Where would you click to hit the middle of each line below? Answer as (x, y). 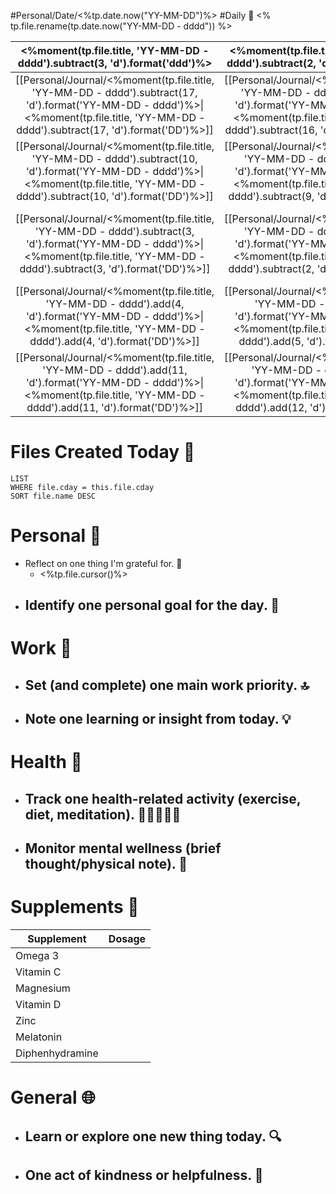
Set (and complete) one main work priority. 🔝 (167, 685)
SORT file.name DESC (53, 496)
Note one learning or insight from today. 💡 (158, 719)
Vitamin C (38, 972)
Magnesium (43, 988)
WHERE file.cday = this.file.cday (82, 487)
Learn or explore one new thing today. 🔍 (153, 1136)
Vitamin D (38, 1005)
